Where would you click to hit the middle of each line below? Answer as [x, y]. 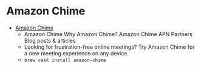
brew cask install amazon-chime [65, 60]
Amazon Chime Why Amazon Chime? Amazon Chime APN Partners [108, 34]
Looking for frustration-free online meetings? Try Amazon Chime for [109, 47]
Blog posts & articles [50, 40]
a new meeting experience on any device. [77, 53]
